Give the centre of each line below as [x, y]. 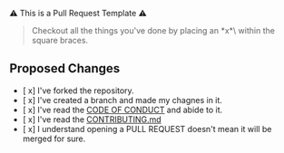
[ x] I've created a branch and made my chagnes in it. [122, 100]
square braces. [60, 40]
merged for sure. [54, 139]
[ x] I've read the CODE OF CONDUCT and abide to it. [122, 110]
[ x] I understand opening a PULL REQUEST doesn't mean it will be [147, 129]
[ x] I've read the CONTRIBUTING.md [92, 119]
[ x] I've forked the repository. [78, 91]
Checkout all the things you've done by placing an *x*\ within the [153, 30]
